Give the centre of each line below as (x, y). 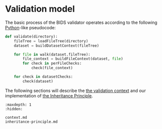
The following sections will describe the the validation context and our (76, 91)
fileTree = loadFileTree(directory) (51, 41)
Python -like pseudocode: (30, 27)
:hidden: (14, 109)
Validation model (40, 9)
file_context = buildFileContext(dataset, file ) (73, 59)
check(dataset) (38, 81)
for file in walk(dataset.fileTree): (52, 55)
